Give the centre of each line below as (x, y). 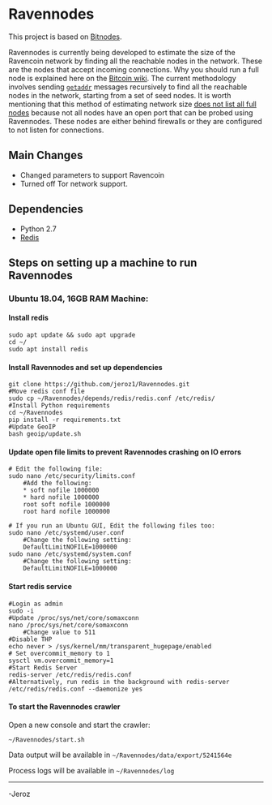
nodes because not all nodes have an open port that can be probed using (131, 112)
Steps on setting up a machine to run (103, 263)
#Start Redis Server (43, 667)
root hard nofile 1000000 (67, 512)
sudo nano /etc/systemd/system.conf (70, 554)
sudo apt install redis (49, 350)
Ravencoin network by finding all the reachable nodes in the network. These (136, 61)
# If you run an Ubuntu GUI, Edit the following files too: (112, 526)
